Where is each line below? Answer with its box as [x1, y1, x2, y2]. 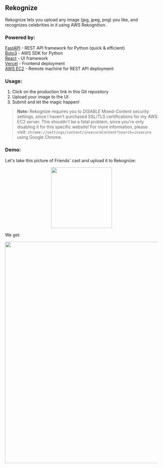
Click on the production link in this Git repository [12, 89, 109, 95]
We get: [5, 232, 21, 237]
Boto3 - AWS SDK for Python [5, 50, 63, 56]
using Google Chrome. [16, 134, 62, 140]
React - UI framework [5, 55, 49, 61]
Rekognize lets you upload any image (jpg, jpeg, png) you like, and [5, 17, 138, 22]
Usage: [5, 78, 23, 84]
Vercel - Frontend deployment [5, 61, 65, 67]
